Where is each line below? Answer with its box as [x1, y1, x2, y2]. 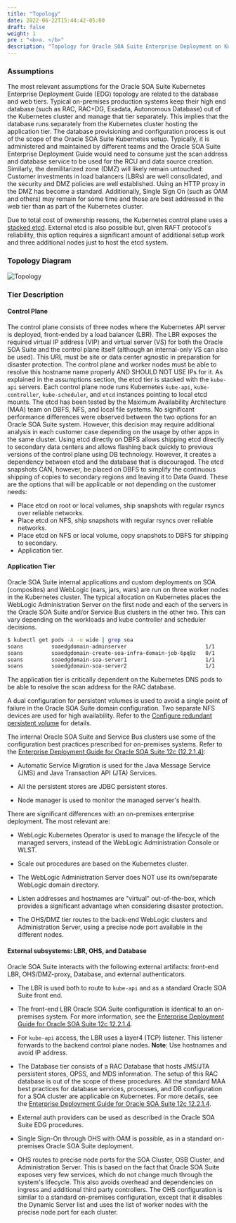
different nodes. [17, 930, 65, 939]
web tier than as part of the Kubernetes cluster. [7, 202, 144, 211]
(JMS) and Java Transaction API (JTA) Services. [17, 769, 157, 778]
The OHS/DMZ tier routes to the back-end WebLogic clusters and [17, 916, 207, 924]
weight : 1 [7, 30, 37, 37]
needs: [7, 487, 27, 496]
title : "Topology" [7, 10, 61, 18]
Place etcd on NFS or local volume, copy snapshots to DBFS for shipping [17, 531, 228, 539]
